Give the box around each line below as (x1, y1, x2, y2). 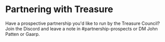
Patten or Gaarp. (5, 31, 40, 37)
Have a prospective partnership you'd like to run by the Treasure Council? (5, 20, 160, 26)
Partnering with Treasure (5, 4, 114, 15)
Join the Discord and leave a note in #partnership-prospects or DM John (5, 25, 158, 31)
